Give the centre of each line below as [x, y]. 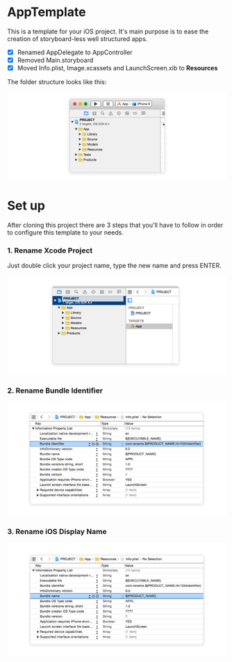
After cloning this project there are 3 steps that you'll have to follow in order [115, 225]
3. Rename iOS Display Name [57, 531]
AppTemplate [47, 12]
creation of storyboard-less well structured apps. [77, 38]
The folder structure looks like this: [57, 82]
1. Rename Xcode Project [50, 250]
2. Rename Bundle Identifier [55, 391]
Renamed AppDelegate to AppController [75, 52]
